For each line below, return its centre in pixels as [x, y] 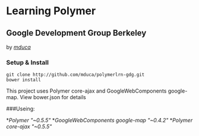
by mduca [18, 47]
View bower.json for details [53, 97]
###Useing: [20, 109]
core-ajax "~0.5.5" [29, 126]
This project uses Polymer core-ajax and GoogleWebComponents [86, 91]
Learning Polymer [51, 11]
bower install [24, 80]
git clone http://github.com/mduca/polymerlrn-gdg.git [75, 75]
